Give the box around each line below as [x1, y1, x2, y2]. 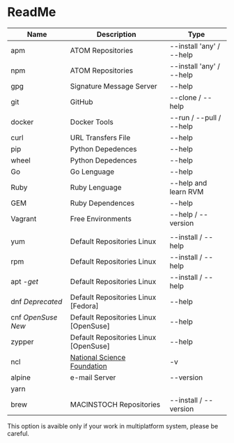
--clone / [169, 92, 202, 102]
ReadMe [7, 4, 56, 20]
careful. [7, 429, 30, 437]
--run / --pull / [169, 112, 221, 122]
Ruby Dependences [70, 198, 135, 208]
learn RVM [169, 186, 204, 196]
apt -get [10, 276, 38, 286]
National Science [70, 352, 126, 362]
